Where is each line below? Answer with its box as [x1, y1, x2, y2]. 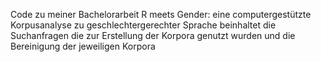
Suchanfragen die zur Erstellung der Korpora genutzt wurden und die [10, 30, 296, 41]
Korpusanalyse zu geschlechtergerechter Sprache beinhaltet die [10, 19, 277, 31]
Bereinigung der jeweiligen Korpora [10, 40, 156, 52]
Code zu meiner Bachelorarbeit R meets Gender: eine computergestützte [10, 9, 312, 20]
